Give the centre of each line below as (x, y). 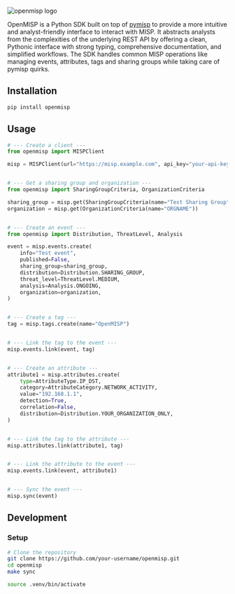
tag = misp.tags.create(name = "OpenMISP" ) (69, 324)
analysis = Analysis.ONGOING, (60, 286)
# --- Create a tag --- (42, 318)
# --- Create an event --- (47, 228)
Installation (32, 91)
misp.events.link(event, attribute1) (62, 471)
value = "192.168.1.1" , (51, 394)
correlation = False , (48, 407)
